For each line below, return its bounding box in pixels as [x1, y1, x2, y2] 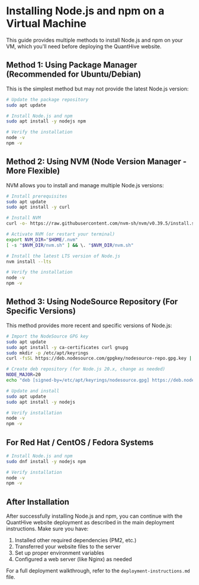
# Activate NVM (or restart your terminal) [6, 231, 115, 237]
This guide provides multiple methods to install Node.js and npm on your [6, 36, 184, 43]
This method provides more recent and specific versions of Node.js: [6, 322, 172, 329]
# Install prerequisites [6, 193, 68, 199]
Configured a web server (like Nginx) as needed [14, 556, 132, 563]
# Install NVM [6, 215, 41, 221]
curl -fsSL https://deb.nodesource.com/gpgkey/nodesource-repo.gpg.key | [6, 356, 192, 361]
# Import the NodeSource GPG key [6, 333, 89, 339]
